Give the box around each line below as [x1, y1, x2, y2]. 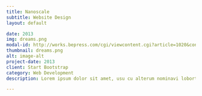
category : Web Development [6, 70, 74, 76]
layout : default [6, 20, 47, 26]
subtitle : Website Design [6, 14, 71, 20]
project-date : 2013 [6, 58, 55, 65]
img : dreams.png [6, 37, 47, 43]
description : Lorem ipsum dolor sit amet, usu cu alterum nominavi [6, 76, 179, 82]
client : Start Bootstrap [6, 64, 69, 70]
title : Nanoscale [6, 8, 50, 15]
